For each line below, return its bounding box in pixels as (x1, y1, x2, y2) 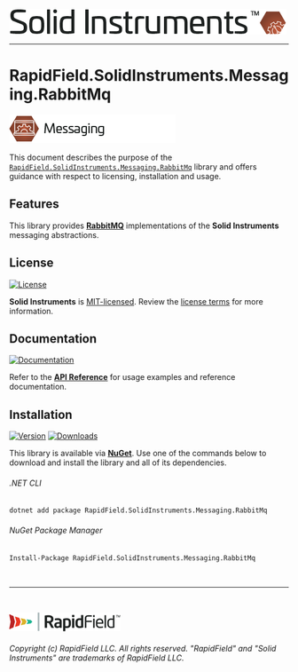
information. (9, 305, 54, 316)
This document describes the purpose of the (9, 152, 173, 162)
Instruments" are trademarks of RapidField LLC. (9, 652, 184, 663)
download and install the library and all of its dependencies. (9, 457, 228, 468)
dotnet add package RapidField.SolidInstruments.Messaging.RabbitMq (9, 506, 268, 515)
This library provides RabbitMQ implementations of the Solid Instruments (9, 220, 279, 231)
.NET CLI (9, 478, 42, 488)
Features (9, 196, 59, 212)
